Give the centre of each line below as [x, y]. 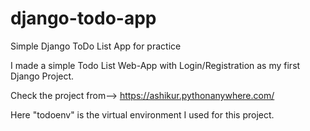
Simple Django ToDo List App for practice [96, 46]
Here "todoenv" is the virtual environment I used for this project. [142, 114]
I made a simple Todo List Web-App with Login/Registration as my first [155, 65]
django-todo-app [83, 18]
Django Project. [42, 76]
